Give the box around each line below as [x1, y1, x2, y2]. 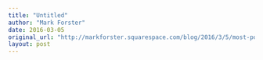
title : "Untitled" [8, 11, 68, 19]
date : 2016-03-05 [8, 26, 65, 34]
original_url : [8, 33, 55, 41]
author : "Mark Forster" [8, 19, 86, 26]
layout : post [8, 41, 51, 48]
